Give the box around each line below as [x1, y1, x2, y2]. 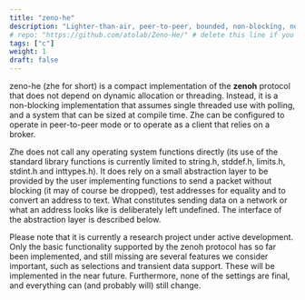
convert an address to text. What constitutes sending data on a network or [9, 195, 288, 205]
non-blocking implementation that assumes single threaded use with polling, [9, 100, 295, 110]
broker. [9, 129, 36, 139]
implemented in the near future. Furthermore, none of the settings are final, [9, 270, 290, 281]
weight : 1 [9, 47, 47, 56]
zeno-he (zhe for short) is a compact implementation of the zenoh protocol [9, 81, 290, 91]
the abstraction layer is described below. [9, 215, 162, 225]
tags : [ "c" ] [9, 38, 54, 48]
